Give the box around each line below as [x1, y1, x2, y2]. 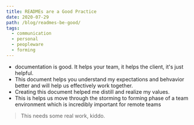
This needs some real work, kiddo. [20, 112, 106, 119]
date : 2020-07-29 [6, 14, 49, 20]
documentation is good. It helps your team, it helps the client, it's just [14, 63, 184, 70]
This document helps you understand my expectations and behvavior [14, 75, 185, 83]
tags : [6, 25, 20, 31]
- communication [11, 31, 52, 37]
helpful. [14, 69, 34, 77]
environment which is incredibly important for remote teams [14, 101, 161, 108]
